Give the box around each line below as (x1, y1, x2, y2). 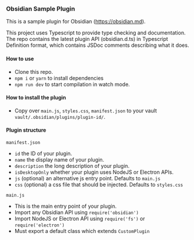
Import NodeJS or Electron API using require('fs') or (14, 215, 145, 222)
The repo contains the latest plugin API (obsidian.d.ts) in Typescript (6, 36, 168, 43)
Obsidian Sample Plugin (6, 5, 75, 13)
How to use (6, 55, 34, 62)
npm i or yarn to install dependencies (14, 74, 104, 81)
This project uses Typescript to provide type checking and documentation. (6, 29, 186, 36)
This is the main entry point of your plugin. (14, 203, 117, 210)
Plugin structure (6, 126, 47, 133)
